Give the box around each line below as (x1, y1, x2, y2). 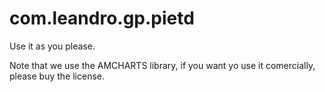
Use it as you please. (9, 40, 96, 52)
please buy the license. (9, 70, 106, 82)
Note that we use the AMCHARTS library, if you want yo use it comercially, (9, 59, 316, 71)
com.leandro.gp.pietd (9, 7, 195, 30)
